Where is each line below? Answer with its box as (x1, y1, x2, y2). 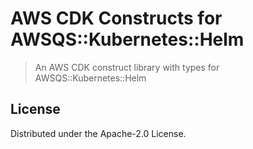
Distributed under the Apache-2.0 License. (10, 127, 187, 139)
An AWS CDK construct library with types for (34, 61, 220, 73)
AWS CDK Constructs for (10, 7, 223, 30)
